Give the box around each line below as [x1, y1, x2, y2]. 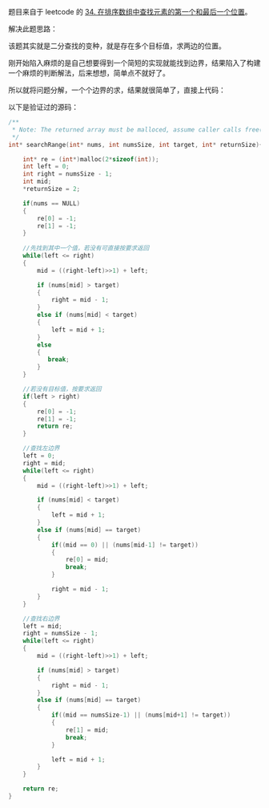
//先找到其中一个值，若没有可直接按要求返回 [22, 244, 150, 253]
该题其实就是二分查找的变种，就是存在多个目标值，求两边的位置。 [8, 41, 226, 51]
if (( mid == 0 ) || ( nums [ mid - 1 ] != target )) [50, 541, 199, 549]
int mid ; [22, 177, 52, 186]
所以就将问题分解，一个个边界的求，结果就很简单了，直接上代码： [8, 85, 226, 95]
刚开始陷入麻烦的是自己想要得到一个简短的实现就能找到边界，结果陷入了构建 [8, 59, 261, 67]
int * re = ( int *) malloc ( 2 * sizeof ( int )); [22, 155, 159, 163]
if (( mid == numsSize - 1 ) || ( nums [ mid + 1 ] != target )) [50, 711, 231, 720]
